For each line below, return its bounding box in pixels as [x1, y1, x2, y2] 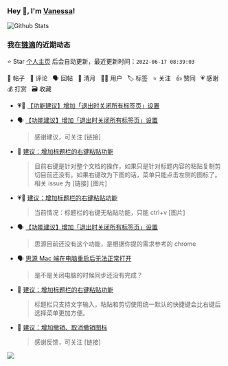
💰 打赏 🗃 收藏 [7, 84, 52, 93]
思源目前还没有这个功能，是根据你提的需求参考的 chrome [34, 240, 196, 248]
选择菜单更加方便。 [34, 308, 89, 317]
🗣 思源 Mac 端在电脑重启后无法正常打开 [16, 254, 132, 262]
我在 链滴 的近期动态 [7, 41, 71, 50]
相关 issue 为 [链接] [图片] [34, 179, 108, 187]
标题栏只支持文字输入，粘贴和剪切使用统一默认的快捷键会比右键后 [34, 300, 221, 308]
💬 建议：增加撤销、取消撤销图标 [16, 323, 108, 332]
